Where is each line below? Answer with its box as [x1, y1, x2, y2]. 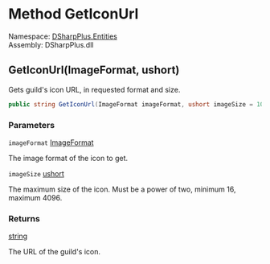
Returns [8, 212, 40, 224]
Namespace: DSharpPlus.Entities [8, 31, 118, 41]
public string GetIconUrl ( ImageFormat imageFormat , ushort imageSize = [8, 100, 253, 109]
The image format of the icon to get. [8, 153, 129, 163]
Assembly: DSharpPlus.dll [8, 39, 94, 49]
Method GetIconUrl [8, 5, 139, 23]
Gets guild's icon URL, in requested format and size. [8, 85, 181, 94]
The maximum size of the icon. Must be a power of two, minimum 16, [8, 184, 236, 194]
